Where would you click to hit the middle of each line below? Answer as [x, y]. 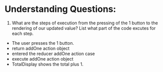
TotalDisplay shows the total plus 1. [48, 64]
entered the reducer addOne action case [53, 54]
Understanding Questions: [60, 9]
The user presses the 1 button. [43, 43]
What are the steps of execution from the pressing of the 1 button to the [85, 23]
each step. [23, 33]
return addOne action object [41, 48]
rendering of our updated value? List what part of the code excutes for [84, 28]
